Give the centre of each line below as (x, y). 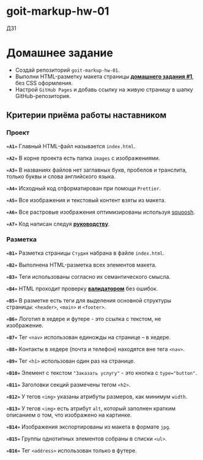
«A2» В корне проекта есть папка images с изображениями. (83, 158)
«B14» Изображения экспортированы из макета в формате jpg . (89, 426)
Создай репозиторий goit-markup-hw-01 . (68, 70)
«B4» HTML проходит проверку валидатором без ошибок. (82, 288)
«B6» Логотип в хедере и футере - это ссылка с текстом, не (84, 319)
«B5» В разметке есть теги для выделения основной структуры (89, 300)
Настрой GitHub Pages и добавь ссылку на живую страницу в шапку (104, 89)
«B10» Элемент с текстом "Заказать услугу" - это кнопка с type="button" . (102, 372)
